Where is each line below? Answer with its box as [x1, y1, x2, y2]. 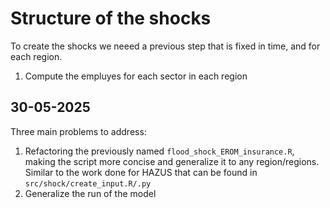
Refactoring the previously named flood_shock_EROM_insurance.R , [24, 145, 295, 157]
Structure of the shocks [10, 7, 212, 30]
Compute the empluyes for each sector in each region [24, 70, 248, 82]
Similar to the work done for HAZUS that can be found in [24, 166, 258, 178]
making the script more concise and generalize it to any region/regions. [24, 155, 320, 167]
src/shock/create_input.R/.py [24, 178, 152, 189]
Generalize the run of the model [24, 187, 157, 199]
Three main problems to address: [10, 125, 147, 137]
